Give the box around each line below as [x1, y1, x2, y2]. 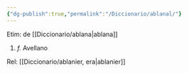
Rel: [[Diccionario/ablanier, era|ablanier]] [6, 57, 126, 66]
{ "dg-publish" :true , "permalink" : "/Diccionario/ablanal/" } [6, 10, 182, 18]
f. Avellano [16, 43, 48, 52]
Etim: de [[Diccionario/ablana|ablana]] [6, 30, 118, 38]
